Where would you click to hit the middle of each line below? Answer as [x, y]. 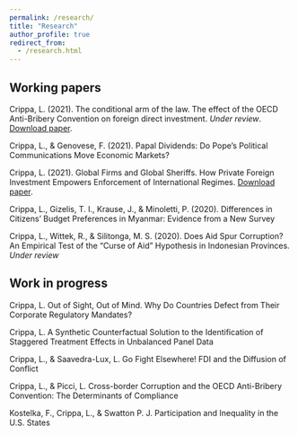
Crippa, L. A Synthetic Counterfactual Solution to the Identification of [136, 332]
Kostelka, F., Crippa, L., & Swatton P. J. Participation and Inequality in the [144, 413]
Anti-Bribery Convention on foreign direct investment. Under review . [136, 119]
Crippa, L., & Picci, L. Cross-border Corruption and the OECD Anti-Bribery [146, 386]
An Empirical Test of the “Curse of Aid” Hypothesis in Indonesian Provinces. [149, 245]
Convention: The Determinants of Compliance [94, 395]
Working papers [55, 88]
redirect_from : [38, 43]
